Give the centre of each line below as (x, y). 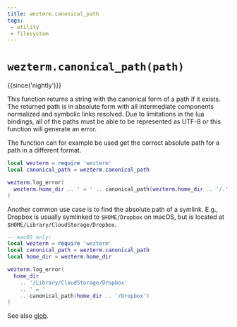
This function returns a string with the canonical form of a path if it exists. (114, 99)
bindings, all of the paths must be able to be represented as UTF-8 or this (114, 121)
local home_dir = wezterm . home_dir (60, 257)
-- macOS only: (30, 237)
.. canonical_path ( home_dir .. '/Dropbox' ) (85, 296)
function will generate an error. (52, 129)
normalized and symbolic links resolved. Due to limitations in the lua (106, 114)
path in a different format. (44, 150)
